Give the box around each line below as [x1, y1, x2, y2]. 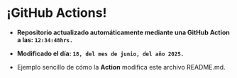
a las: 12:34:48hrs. [16, 35, 73, 44]
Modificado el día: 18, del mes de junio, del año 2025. [16, 49, 184, 58]
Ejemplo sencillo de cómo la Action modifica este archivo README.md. [16, 63, 226, 71]
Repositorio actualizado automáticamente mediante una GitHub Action [16, 28, 230, 37]
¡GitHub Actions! [6, 5, 107, 21]
